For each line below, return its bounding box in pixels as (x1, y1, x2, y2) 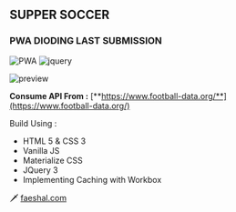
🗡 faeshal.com (9, 192, 67, 203)
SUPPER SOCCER (9, 7, 110, 23)
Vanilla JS (22, 145, 60, 156)
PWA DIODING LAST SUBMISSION (9, 35, 162, 47)
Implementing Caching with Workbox (22, 174, 162, 185)
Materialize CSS (22, 155, 84, 166)
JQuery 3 (22, 164, 58, 176)
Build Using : (9, 117, 57, 128)
